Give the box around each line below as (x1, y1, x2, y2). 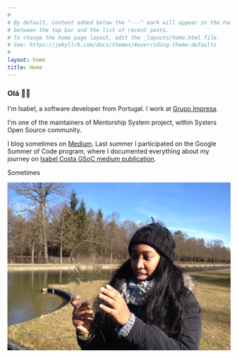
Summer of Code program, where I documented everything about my (7, 147, 210, 156)
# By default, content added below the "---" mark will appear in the (7, 18, 220, 26)
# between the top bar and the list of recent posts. (7, 26, 170, 33)
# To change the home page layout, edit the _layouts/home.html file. (7, 34, 220, 41)
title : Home (7, 64, 42, 71)
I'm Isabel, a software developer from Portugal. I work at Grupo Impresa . (7, 104, 218, 113)
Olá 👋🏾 (7, 88, 30, 98)
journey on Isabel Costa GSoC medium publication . (7, 155, 157, 163)
